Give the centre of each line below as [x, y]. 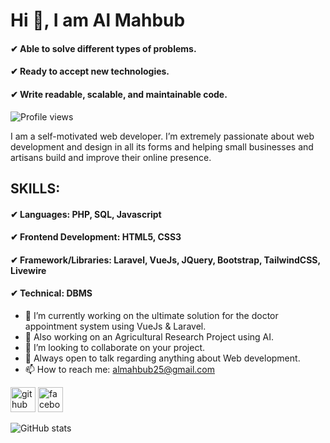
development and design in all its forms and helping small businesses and [162, 146]
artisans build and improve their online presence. [111, 157]
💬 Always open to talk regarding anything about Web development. [162, 358]
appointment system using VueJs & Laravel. [115, 326]
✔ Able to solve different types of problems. [103, 48]
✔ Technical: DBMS [51, 293]
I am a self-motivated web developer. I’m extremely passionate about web [162, 136]
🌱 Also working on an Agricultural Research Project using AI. [149, 336]
